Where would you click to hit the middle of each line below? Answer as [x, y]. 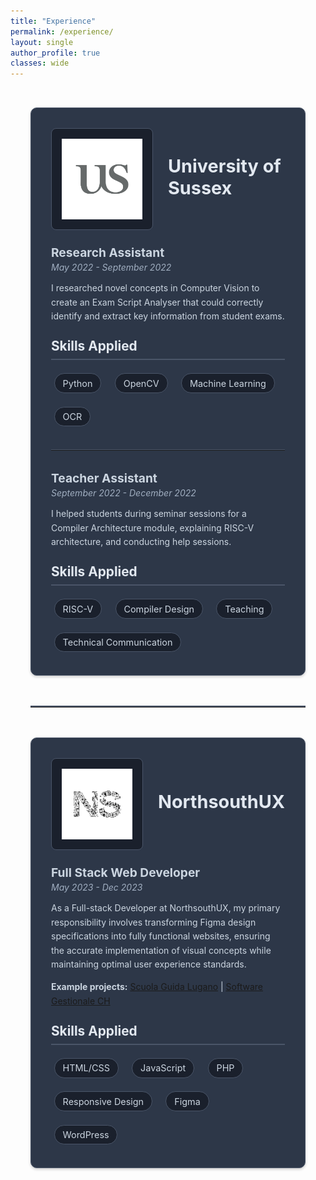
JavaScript [163, 1068]
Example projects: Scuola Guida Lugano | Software [157, 987]
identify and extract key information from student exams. [168, 316]
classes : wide [40, 63]
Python [77, 383]
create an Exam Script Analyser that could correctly [157, 302]
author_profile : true [55, 53]
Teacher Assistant [104, 478]
